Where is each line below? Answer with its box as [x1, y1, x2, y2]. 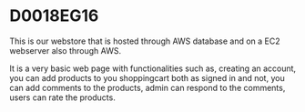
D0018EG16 [9, 5, 99, 26]
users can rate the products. [9, 92, 116, 103]
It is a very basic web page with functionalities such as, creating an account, [9, 63, 297, 74]
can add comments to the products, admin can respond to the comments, [9, 82, 286, 93]
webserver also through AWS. [9, 45, 121, 56]
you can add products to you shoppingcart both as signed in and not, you [9, 72, 285, 83]
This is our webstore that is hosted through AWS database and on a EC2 [9, 36, 280, 46]
